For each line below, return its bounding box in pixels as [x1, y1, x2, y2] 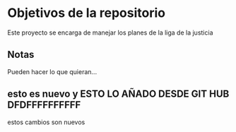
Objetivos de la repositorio [7, 5, 166, 21]
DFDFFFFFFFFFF [7, 99, 81, 111]
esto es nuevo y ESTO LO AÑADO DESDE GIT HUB [7, 88, 230, 100]
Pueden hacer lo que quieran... [7, 67, 98, 76]
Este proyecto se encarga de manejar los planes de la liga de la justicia [7, 28, 213, 37]
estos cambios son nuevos [7, 118, 85, 126]
